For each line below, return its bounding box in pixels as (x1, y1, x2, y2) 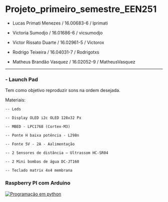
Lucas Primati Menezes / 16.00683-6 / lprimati (12, 20, 108, 26)
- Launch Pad (5, 76, 38, 83)
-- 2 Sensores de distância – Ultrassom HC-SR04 (5, 150, 108, 155)
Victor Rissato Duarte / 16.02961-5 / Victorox (12, 39, 104, 45)
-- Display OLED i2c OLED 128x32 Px (5, 115, 81, 120)
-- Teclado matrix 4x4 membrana (5, 168, 72, 173)
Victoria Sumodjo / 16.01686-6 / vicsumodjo (12, 29, 103, 35)
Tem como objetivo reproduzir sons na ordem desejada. (5, 87, 120, 93)
